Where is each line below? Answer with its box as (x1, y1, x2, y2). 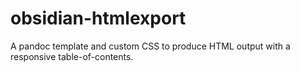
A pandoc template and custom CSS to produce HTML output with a (10, 40, 291, 52)
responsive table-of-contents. (10, 50, 134, 62)
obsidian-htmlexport (10, 7, 187, 30)
